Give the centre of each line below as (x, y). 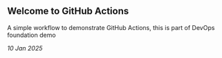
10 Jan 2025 (25, 48)
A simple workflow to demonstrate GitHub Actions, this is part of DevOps (111, 27)
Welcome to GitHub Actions (68, 11)
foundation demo (32, 35)
